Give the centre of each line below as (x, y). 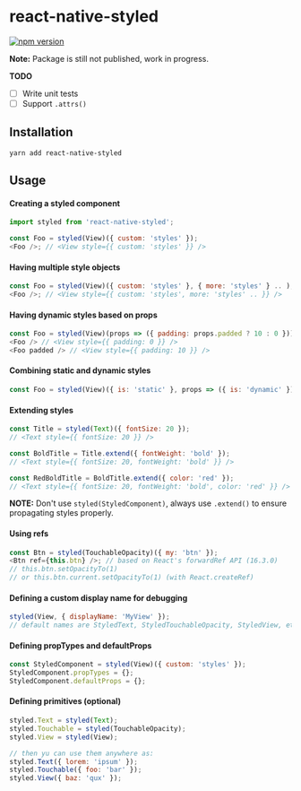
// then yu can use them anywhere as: (82, 753)
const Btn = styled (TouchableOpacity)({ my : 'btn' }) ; (114, 552)
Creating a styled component (65, 203)
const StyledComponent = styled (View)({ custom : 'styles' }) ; (128, 665)
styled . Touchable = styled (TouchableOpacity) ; (98, 728)
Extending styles (42, 410)
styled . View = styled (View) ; (64, 737)
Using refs (29, 534)
